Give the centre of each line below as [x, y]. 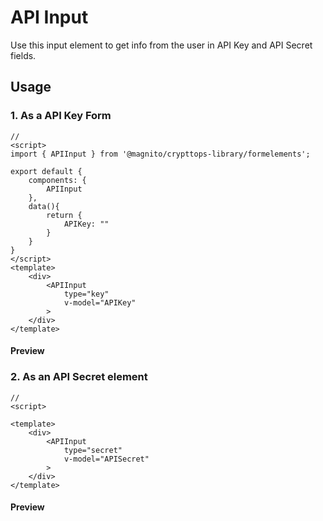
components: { [57, 180]
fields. [23, 55]
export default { [46, 171]
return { [64, 215]
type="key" [86, 294]
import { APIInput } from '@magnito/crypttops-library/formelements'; [160, 154]
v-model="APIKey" [100, 302]
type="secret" [93, 450]
